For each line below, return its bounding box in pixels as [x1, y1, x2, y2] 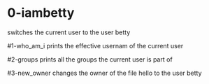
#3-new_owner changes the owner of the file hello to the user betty [7, 69, 202, 77]
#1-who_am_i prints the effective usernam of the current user [7, 41, 184, 50]
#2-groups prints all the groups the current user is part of [7, 55, 173, 64]
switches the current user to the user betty [7, 28, 131, 36]
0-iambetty [7, 5, 75, 21]
